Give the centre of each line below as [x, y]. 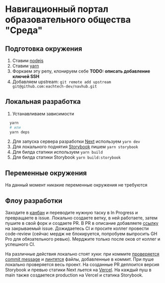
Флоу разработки [34, 201]
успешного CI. [20, 244]
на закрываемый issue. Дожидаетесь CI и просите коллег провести [77, 229]
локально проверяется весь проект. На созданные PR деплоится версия [82, 265]
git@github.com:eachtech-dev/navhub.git [55, 87]
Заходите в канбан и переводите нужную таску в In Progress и [71, 213]
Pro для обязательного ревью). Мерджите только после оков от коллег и [83, 239]
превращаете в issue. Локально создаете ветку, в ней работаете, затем [81, 218]
